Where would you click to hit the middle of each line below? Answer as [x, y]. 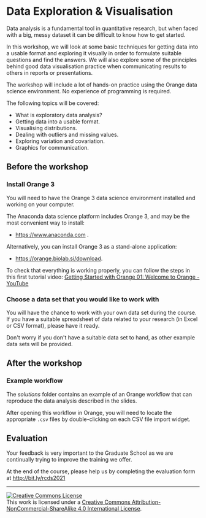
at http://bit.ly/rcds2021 [36, 478]
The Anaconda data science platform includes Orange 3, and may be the [98, 216]
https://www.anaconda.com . [52, 234]
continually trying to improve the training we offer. [69, 460]
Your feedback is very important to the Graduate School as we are [90, 453]
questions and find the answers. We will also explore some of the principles [102, 60]
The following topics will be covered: [53, 103]
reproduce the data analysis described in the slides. [72, 401]
